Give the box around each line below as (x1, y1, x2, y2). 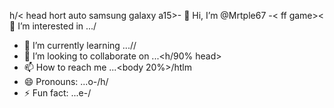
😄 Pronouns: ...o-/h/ (23, 76, 109, 87)
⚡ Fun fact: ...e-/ (23, 87, 92, 99)
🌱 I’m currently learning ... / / (23, 40, 137, 51)
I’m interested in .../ (17, 20, 97, 32)
